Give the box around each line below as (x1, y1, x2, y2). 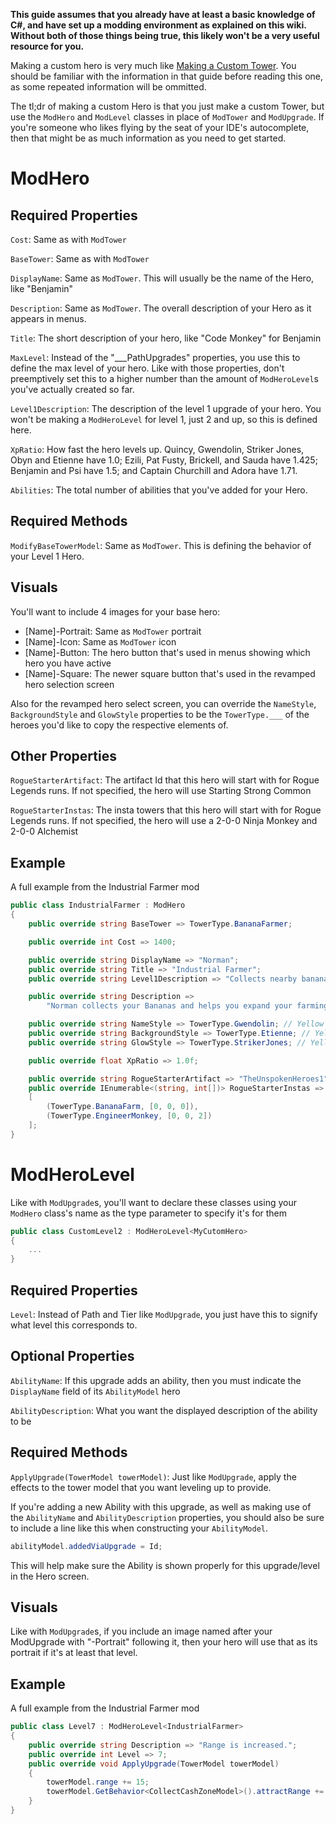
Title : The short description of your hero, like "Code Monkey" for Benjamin (10, 332, 322, 344)
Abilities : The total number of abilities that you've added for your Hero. (10, 484, 308, 496)
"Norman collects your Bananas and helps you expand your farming (46, 1001, 329, 1011)
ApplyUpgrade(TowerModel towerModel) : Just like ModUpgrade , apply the (10, 1470, 297, 1483)
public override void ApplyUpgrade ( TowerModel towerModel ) (28, 1759, 280, 1769)
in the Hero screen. (10, 1570, 90, 1582)
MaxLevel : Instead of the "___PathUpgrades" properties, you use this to (10, 352, 301, 363)
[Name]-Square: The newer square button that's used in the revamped (24, 667, 316, 679)
